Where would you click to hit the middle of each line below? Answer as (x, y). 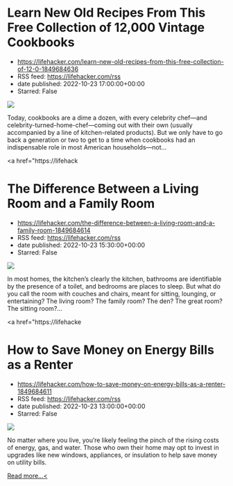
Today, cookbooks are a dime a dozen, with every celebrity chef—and (107, 118)
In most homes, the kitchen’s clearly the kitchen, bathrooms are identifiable (114, 279)
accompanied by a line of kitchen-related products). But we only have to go (115, 132)
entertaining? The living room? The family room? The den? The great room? (115, 301)
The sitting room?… (35, 308)
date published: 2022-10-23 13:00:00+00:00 (81, 406)
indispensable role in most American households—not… (87, 147)
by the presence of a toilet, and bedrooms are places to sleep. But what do (114, 286)
